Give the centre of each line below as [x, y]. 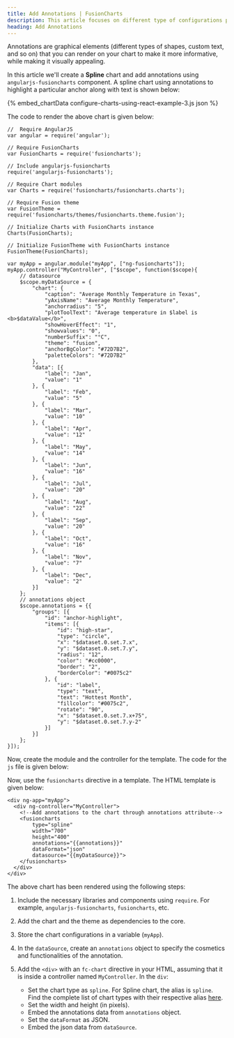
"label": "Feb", [68, 392]
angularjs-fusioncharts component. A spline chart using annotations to [110, 82]
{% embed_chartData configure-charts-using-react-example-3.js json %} [113, 103]
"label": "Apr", [68, 429]
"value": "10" [65, 417]
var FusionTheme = [34, 209]
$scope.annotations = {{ [56, 606]
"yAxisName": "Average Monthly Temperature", [111, 301]
